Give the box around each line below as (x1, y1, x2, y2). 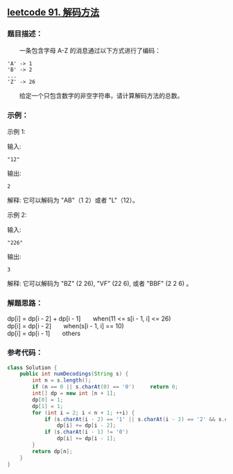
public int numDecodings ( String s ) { (19, 371, 129, 378)
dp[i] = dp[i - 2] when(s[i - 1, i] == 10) (7, 322, 125, 330)
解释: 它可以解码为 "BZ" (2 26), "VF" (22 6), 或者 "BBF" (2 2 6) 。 (7, 279, 193, 287)
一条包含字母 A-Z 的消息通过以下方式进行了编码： (19, 46, 162, 54)
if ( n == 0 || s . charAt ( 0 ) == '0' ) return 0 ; (32, 384, 179, 391)
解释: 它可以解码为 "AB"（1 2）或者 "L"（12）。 (7, 196, 139, 204)
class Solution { (7, 364, 58, 371)
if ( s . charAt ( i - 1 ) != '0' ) (44, 429, 129, 436)
